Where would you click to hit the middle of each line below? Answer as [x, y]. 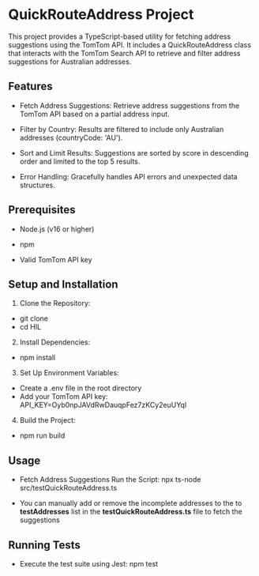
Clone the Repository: [55, 303]
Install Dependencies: [55, 342]
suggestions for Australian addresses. [70, 62]
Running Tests [44, 545]
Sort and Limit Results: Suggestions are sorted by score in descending [134, 152]
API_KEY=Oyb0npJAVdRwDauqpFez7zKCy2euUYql [103, 405]
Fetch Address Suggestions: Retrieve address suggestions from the [129, 105]
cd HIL [30, 327]
